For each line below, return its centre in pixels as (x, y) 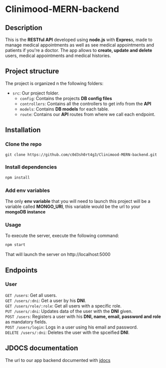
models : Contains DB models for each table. (65, 109)
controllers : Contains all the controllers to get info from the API (85, 103)
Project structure (32, 71)
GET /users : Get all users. (31, 295)
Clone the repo (23, 144)
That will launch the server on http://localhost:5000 (58, 254)
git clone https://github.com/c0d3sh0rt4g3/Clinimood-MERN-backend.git (81, 154)
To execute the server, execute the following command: (62, 235)
